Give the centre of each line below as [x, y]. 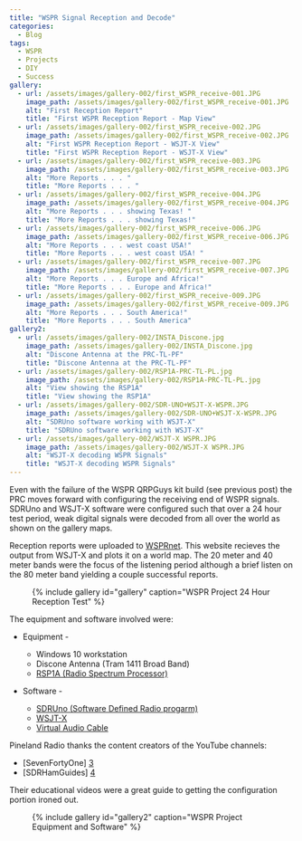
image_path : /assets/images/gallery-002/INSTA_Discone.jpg [139, 346]
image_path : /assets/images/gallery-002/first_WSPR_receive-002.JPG [157, 136]
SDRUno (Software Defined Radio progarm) [117, 708]
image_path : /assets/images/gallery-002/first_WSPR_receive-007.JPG [157, 271]
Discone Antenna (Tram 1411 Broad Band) [113, 664]
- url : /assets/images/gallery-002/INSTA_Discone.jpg [121, 338]
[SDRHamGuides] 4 [59, 772]
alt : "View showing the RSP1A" [85, 388]
